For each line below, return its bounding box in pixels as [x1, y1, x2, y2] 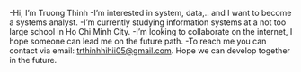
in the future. [9, 55, 58, 65]
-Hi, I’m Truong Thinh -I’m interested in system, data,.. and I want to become [9, 8, 292, 18]
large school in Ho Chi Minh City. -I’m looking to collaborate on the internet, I [9, 27, 293, 36]
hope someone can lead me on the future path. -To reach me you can [9, 36, 267, 46]
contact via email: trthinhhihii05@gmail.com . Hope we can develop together [9, 45, 290, 56]
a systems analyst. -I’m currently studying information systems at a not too [9, 17, 287, 28]
